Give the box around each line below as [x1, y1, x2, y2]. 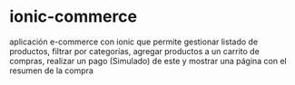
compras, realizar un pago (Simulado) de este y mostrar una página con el [9, 55, 288, 66]
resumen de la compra [9, 65, 93, 76]
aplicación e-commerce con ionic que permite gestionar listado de [9, 36, 259, 47]
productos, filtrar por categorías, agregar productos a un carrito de [9, 45, 261, 56]
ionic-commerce [9, 6, 138, 27]
